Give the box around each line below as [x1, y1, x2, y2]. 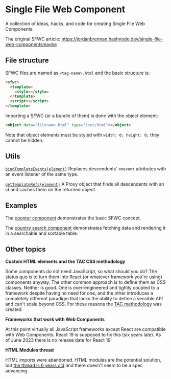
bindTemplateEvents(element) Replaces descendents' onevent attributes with [5, 165, 166, 172]
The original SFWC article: [5, 36, 61, 42]
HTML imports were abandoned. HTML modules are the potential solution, [5, 357, 162, 363]
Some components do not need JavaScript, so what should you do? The [5, 269, 157, 275]
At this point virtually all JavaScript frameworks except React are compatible [5, 326, 166, 332]
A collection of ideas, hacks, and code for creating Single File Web [5, 20, 145, 27]
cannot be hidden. [5, 137, 44, 143]
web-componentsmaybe [5, 41, 57, 47]
